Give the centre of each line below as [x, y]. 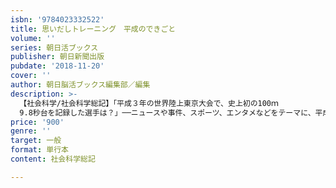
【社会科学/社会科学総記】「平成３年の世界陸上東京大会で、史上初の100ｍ [149, 103]
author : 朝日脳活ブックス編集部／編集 [80, 85]
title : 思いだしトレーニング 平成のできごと [93, 29]
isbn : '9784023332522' [57, 19]
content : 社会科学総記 [53, 159]
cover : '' [31, 76]
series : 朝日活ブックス [54, 47]
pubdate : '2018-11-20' [57, 66]
